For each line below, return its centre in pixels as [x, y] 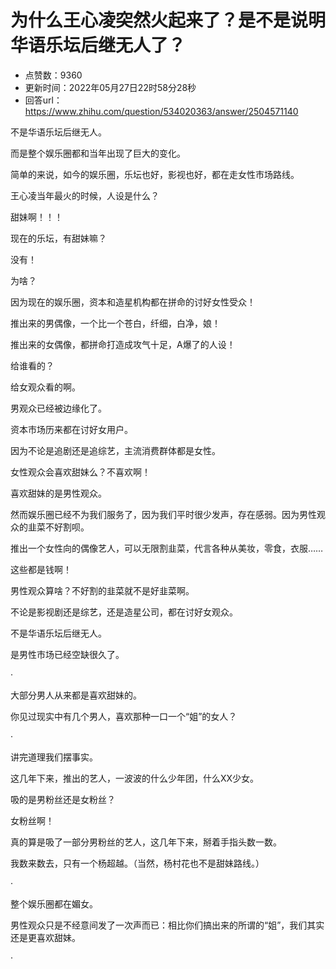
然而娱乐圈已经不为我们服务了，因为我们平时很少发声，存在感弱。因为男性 [163, 514]
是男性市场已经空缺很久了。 [67, 654]
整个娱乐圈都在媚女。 [54, 903]
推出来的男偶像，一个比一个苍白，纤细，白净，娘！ [115, 323]
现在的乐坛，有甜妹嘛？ [58, 238]
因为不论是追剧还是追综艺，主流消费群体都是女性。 [115, 450]
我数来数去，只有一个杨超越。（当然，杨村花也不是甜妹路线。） [137, 863]
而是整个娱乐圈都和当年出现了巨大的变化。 [98, 153]
